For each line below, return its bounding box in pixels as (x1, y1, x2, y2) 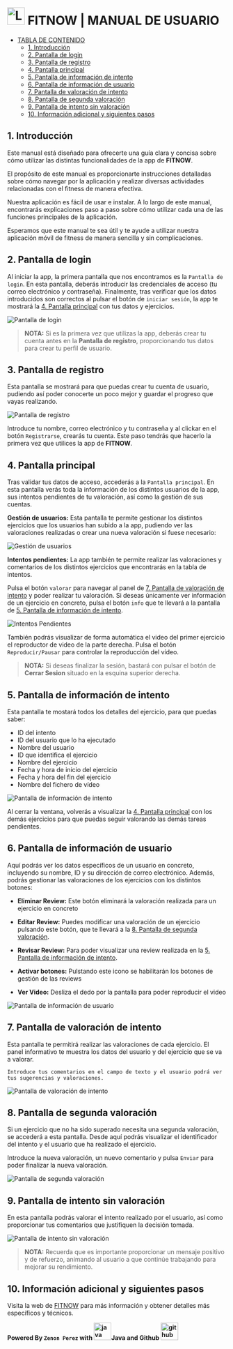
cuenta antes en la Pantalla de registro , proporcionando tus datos (24, 336, 214, 345)
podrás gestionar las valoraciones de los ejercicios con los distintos (7, 875, 202, 884)
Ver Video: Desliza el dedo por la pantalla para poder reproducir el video (17, 988, 226, 996)
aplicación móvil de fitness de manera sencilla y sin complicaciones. (7, 234, 203, 242)
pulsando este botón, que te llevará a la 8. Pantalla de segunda (17, 925, 198, 933)
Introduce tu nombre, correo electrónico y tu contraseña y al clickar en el (7, 424, 217, 432)
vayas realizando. (7, 398, 58, 406)
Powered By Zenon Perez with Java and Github (7, 1334, 160, 1342)
